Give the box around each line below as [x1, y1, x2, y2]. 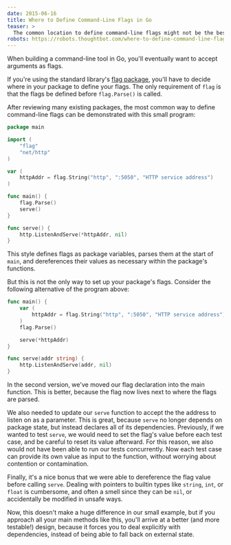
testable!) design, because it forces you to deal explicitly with [7, 523, 181, 531]
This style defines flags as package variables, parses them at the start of [7, 250, 214, 258]
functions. [7, 264, 36, 272]
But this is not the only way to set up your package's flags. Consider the [7, 278, 211, 286]
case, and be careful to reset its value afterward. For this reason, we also [7, 438, 214, 446]
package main [7, 124, 45, 131]
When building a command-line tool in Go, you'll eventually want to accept [7, 54, 218, 63]
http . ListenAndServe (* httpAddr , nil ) [19, 231, 128, 238]
